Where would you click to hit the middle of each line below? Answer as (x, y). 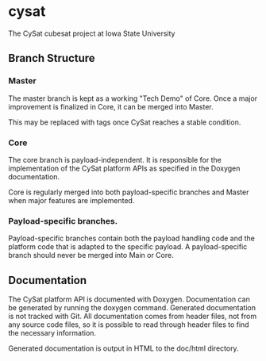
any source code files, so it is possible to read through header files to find (129, 325)
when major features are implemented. (71, 200)
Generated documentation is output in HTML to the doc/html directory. (124, 348)
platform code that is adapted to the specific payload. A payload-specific (128, 247)
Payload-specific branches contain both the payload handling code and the (132, 238)
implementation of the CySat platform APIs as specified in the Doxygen (124, 168)
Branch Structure (52, 58)
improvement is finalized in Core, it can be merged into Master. (111, 106)
